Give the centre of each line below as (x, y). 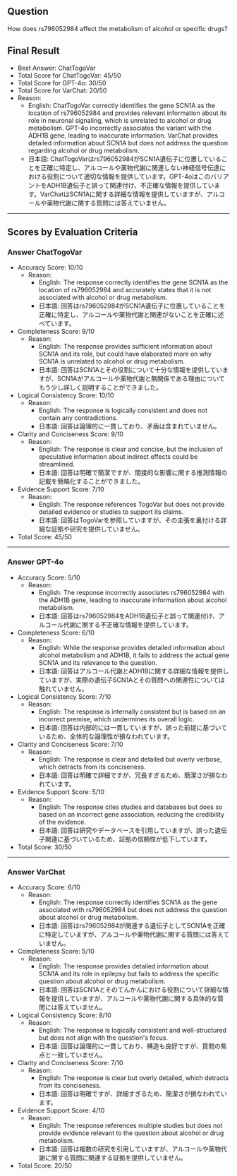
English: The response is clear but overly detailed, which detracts (134, 1078)
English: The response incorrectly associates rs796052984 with (132, 592)
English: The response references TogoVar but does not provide (132, 505)
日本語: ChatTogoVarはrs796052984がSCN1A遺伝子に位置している (125, 159)
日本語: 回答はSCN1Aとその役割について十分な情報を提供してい (130, 370)
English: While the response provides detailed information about (132, 647)
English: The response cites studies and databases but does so (130, 807)
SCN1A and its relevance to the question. (98, 662)
